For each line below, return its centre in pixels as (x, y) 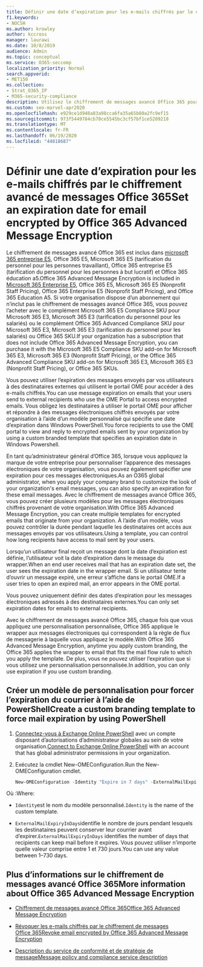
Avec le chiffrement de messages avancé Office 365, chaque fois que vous (100, 620)
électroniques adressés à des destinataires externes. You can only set (93, 602)
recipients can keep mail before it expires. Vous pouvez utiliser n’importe (105, 843)
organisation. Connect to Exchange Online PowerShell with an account (102, 746)
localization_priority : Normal (46, 68)
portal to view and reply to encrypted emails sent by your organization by (97, 431)
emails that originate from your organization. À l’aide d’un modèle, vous (95, 520)
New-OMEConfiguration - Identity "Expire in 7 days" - (84, 782)
